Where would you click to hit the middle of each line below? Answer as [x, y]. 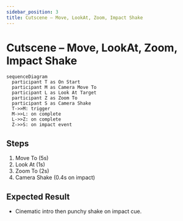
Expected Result [38, 196]
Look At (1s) [30, 164]
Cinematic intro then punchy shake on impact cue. [78, 211]
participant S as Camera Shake [52, 103]
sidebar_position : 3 [33, 12]
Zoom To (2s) [32, 171]
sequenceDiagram [27, 77]
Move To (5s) [32, 158]
